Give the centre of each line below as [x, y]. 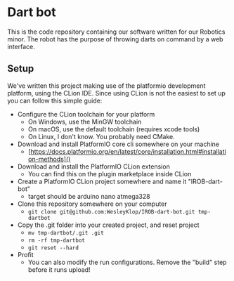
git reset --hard [53, 248]
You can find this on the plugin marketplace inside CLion [110, 174]
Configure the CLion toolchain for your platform [86, 114]
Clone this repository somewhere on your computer [92, 204]
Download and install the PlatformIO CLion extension [93, 166]
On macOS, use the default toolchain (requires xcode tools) [114, 129]
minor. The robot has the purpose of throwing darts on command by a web [115, 39]
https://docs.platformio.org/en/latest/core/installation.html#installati [128, 151]
